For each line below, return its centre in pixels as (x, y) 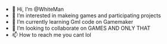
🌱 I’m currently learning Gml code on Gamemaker (72, 22)
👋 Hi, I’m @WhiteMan (38, 9)
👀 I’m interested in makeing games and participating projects (86, 15)
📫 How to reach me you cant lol (51, 35)
